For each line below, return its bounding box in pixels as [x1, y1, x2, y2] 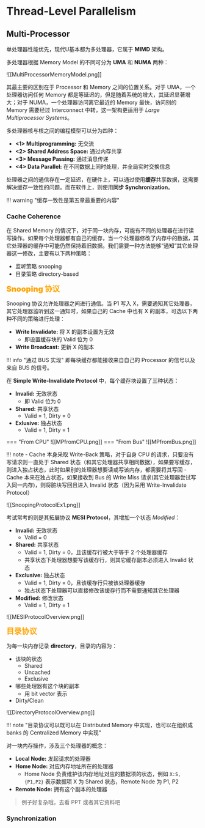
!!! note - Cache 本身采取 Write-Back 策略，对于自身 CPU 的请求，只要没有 [6, 451, 194, 458]
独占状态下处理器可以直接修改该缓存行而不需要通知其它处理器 [24, 587, 180, 594]
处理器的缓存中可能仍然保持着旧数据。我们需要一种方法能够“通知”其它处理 [11, 242, 198, 250]
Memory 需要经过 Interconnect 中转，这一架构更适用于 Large [6, 106, 160, 114]
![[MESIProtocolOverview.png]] [6, 613, 85, 621]
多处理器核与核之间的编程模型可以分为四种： [6, 127, 119, 134]
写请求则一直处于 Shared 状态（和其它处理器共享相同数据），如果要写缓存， [6, 459, 196, 466]
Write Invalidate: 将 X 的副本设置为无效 [15, 328, 115, 336]
